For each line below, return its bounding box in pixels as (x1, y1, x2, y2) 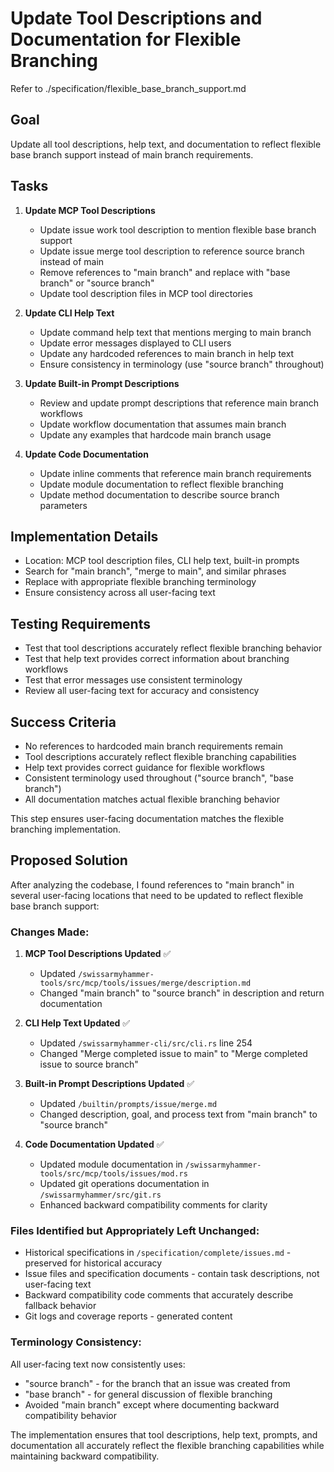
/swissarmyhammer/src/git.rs (39, 1190, 162, 1201)
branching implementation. (10, 823, 122, 835)
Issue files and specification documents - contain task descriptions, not (24, 1268, 320, 1280)
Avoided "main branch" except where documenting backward (24, 1398, 280, 1411)
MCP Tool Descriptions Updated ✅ (24, 948, 172, 960)
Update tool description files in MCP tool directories (39, 287, 253, 299)
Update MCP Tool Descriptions (24, 204, 156, 216)
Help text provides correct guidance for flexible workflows (24, 762, 265, 773)
